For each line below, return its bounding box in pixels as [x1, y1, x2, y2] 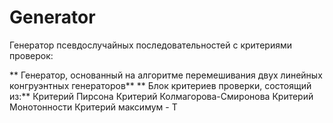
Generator [9, 6, 96, 29]
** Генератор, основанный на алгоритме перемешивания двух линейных [9, 69, 323, 81]
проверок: [9, 49, 54, 61]
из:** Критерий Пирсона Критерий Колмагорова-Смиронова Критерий [9, 90, 314, 102]
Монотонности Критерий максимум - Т [9, 101, 178, 113]
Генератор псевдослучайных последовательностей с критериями [9, 39, 292, 51]
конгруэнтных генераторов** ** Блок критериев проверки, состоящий [9, 79, 312, 91]
